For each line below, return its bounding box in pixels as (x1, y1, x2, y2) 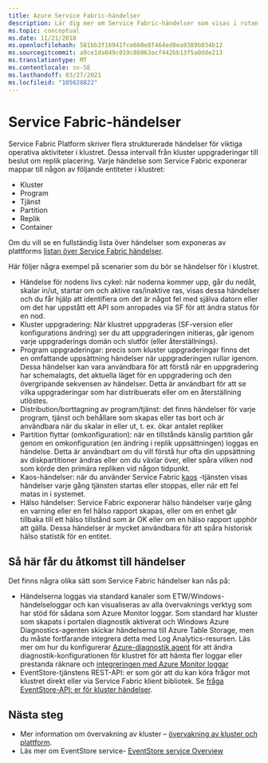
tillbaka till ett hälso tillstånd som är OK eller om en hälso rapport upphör (19, 515, 258, 524)
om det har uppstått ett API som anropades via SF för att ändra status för (19, 302, 260, 312)
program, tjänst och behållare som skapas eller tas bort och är (19, 413, 225, 423)
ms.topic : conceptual (8, 26, 81, 34)
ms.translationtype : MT (8, 57, 88, 65)
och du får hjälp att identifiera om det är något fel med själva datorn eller (19, 295, 258, 304)
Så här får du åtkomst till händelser (8, 555, 186, 568)
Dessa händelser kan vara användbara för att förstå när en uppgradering (19, 362, 259, 372)
